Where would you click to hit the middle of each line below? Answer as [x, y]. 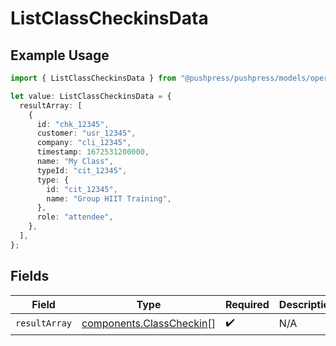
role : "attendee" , [75, 217]
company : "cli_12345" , [84, 143]
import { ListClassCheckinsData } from [93, 78]
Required [247, 304]
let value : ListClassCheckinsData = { [91, 96]
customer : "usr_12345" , [86, 133]
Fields [30, 276]
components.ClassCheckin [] [148, 324]
